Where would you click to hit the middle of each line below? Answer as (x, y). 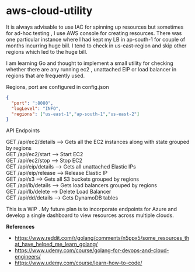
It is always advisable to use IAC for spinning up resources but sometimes (95, 27)
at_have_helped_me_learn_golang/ (56, 245)
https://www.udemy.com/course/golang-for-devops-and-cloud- (92, 250)
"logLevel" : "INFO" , (36, 109)
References (20, 227)
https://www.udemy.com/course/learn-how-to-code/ (78, 263)
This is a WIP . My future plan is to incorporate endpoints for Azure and (91, 209)
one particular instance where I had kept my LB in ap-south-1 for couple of (96, 39)
